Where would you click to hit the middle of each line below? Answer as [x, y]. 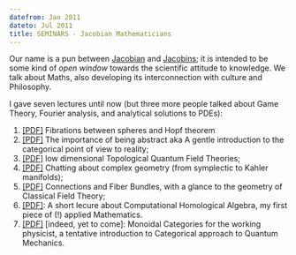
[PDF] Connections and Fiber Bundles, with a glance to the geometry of [152, 187]
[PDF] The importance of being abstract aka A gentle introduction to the [153, 140]
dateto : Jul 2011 [41, 26]
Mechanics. [43, 243]
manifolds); [42, 177]
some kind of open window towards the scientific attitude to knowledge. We [147, 68]
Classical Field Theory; [64, 196]
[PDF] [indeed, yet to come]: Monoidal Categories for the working [141, 224]
